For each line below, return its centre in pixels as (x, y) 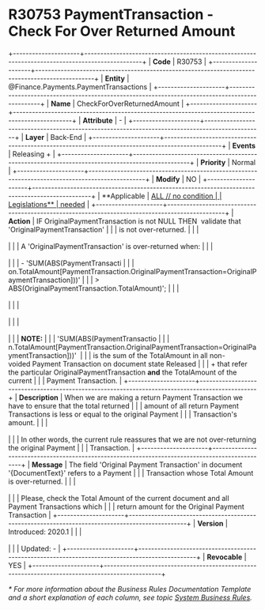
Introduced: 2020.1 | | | (45, 532)
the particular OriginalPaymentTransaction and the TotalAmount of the (123, 372)
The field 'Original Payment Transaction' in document (155, 465)
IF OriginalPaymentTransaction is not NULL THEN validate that (139, 221)
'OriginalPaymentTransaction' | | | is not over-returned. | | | (104, 229)
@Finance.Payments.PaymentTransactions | (80, 87)
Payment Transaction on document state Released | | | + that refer (140, 363)
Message (47, 465)
